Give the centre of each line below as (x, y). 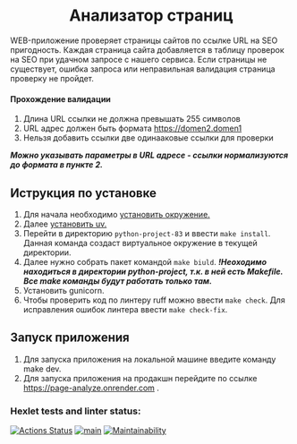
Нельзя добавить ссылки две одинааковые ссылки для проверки (148, 138)
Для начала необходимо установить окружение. (117, 214)
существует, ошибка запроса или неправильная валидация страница (143, 69)
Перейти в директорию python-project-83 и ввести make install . (147, 233)
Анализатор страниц (151, 16)
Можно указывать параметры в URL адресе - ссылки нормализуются (149, 155)
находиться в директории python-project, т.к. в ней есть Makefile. (153, 271)
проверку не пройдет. (52, 78)
